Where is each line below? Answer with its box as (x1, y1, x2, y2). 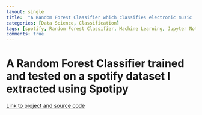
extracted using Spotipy (6, 82, 129, 96)
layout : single (6, 8, 44, 15)
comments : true (6, 31, 44, 37)
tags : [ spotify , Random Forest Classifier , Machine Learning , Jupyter (6, 25, 187, 32)
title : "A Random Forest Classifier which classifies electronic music (6, 14, 192, 20)
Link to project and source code (6, 102, 85, 110)
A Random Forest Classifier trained (6, 57, 185, 71)
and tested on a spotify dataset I (6, 69, 171, 83)
